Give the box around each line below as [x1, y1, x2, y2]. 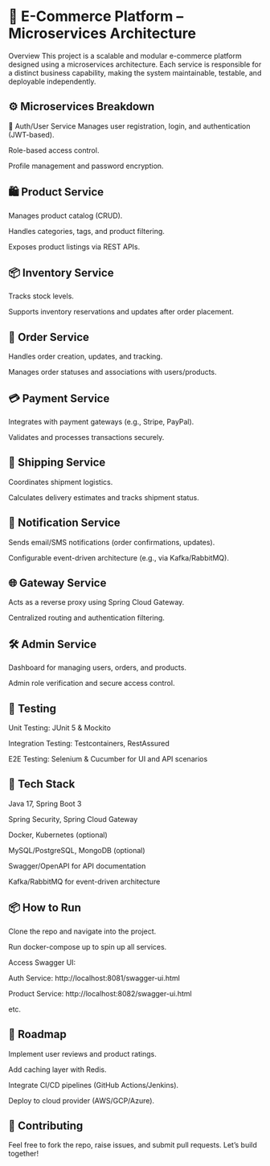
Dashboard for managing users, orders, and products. [8, 663, 187, 672]
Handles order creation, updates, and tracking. [8, 351, 163, 361]
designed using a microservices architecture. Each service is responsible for [8, 60, 262, 69]
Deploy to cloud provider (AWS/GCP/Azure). [8, 1095, 155, 1105]
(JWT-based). [8, 129, 55, 139]
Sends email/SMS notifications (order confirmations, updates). [8, 537, 215, 547]
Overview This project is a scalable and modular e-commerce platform [8, 51, 243, 60]
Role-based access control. [8, 145, 100, 155]
